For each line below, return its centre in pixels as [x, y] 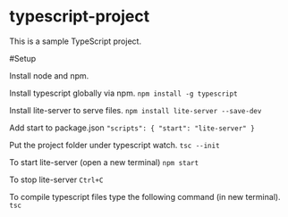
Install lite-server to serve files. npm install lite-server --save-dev [136, 110]
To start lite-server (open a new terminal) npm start [104, 162]
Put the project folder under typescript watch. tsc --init [115, 145]
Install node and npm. [49, 75]
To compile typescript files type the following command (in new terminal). [145, 196]
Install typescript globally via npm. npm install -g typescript [124, 93]
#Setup [23, 58]
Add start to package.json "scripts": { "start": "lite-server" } [132, 128]
